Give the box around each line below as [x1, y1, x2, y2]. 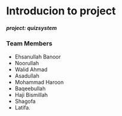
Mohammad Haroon [14, 78, 64, 86]
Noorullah [14, 59, 39, 66]
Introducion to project [6, 4, 116, 18]
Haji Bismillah [14, 91, 48, 98]
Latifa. [14, 103, 31, 111]
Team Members [6, 39, 52, 48]
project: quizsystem [6, 24, 57, 31]
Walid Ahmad [14, 66, 48, 73]
